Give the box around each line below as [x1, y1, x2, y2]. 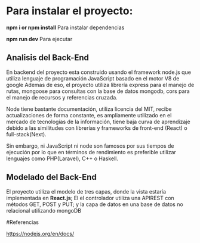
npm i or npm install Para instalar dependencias [6, 24, 125, 31]
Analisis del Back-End [6, 52, 90, 63]
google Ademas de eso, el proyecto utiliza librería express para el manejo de [6, 81, 195, 88]
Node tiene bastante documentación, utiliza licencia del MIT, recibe [6, 105, 172, 113]
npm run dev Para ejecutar [6, 35, 73, 42]
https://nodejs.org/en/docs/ [6, 230, 75, 237]
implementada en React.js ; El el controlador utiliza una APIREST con [6, 194, 174, 201]
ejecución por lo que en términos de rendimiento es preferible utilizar [6, 148, 176, 155]
